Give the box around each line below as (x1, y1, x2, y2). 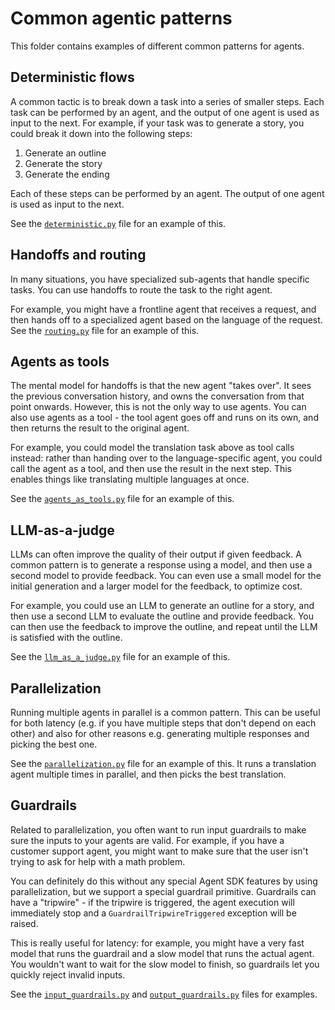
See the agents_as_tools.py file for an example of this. (10, 493, 235, 505)
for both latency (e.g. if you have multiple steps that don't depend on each (10, 717, 317, 729)
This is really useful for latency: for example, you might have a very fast (10, 937, 305, 949)
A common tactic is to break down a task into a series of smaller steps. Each (10, 95, 325, 107)
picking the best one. (10, 738, 98, 750)
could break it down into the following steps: (10, 127, 193, 139)
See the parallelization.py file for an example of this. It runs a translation (10, 758, 317, 769)
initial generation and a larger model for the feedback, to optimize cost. (10, 580, 303, 592)
